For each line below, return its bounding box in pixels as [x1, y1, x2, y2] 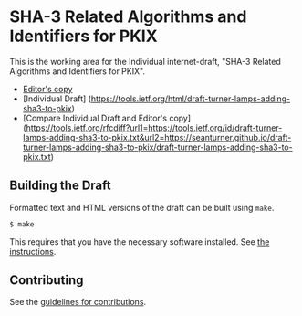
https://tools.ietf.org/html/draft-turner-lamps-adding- [90, 93, 290, 104]
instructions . [9, 246, 57, 257]
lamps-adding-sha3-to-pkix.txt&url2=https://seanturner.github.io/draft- [22, 132, 292, 142]
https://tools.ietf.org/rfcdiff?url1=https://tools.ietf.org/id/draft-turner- [26, 121, 283, 133]
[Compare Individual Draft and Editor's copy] [22, 112, 192, 123]
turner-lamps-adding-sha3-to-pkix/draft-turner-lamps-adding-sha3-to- [22, 142, 294, 153]
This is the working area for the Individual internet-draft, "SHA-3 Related [9, 56, 281, 67]
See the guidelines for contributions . [9, 297, 147, 308]
